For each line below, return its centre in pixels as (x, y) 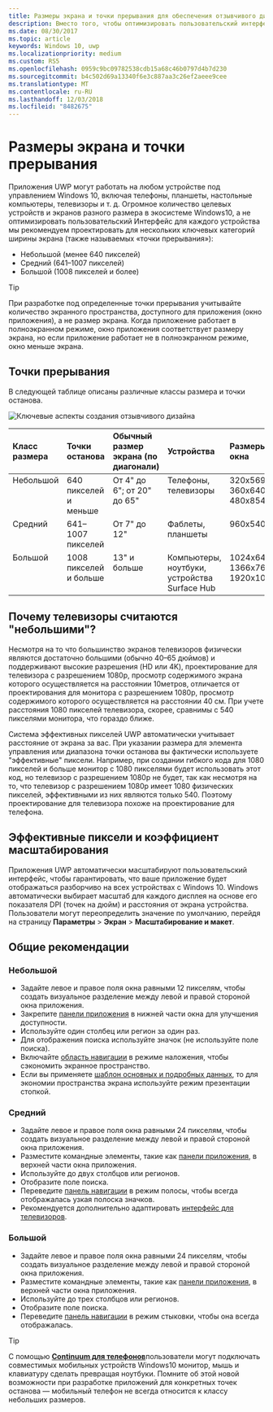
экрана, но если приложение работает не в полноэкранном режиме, (129, 338)
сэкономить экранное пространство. (85, 1066)
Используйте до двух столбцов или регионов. (100, 1174)
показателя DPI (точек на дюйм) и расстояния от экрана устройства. (129, 904)
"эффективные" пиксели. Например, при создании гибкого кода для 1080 (136, 760)
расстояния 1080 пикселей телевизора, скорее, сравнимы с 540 (121, 709)
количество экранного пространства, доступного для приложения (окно (135, 312)
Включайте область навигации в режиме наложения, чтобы (124, 1057)
